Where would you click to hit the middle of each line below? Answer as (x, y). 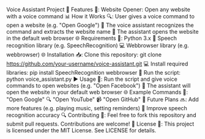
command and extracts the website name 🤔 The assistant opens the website (102, 32)
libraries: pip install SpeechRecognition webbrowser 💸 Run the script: (93, 73)
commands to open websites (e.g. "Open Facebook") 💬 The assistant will (99, 85)
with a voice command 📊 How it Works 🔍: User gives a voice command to (100, 16)
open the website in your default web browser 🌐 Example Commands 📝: (97, 92)
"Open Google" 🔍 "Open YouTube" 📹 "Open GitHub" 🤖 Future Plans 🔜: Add (102, 99)
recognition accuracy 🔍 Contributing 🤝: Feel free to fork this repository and (101, 115)
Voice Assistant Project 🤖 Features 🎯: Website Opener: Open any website (99, 9)
